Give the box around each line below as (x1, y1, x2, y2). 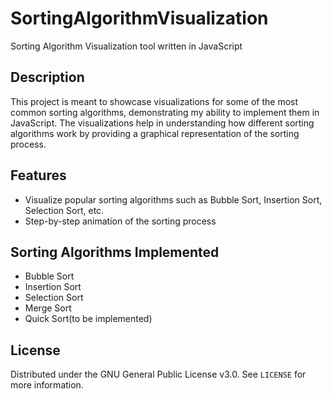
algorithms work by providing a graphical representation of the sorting (10, 127, 300, 139)
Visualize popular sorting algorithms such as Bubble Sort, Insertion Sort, (24, 193, 323, 206)
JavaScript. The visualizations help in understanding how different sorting (10, 117, 315, 129)
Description (10, 69, 85, 86)
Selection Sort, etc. (24, 204, 105, 216)
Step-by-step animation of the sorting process (24, 215, 217, 227)
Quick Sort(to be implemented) (24, 313, 153, 325)
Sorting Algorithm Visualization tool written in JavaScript (10, 40, 243, 52)
